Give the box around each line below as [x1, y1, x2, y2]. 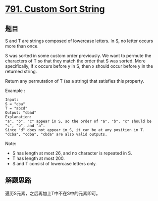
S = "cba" [5, 101, 26, 106]
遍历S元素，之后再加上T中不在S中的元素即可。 [5, 190, 101, 196]
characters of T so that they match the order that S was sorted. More [5, 58, 146, 64]
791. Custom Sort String [5, 3, 105, 15]
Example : [5, 88, 26, 94]
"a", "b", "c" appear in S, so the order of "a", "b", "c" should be [5, 119, 152, 124]
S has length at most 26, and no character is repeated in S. [12, 150, 132, 156]
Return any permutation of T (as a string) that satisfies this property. [5, 78, 145, 84]
